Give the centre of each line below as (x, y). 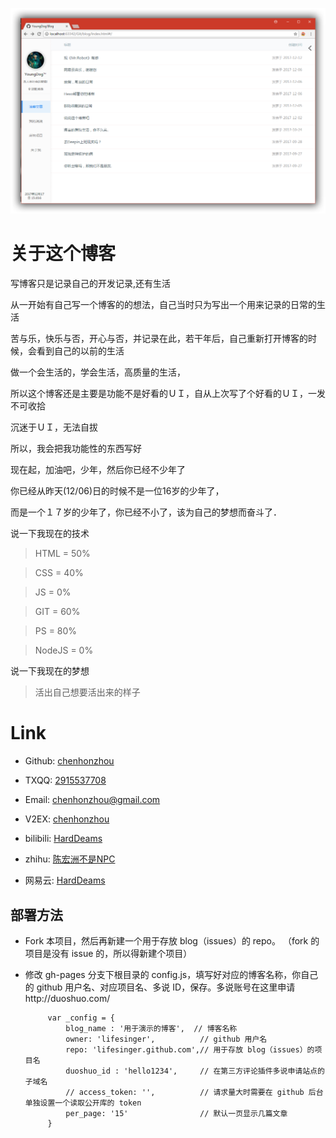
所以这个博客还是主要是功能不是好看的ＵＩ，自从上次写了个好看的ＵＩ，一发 (168, 394)
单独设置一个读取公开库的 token (83, 1103)
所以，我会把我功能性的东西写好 (76, 449)
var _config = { (81, 1018)
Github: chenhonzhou (69, 761)
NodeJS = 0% (64, 650)
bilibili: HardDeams (63, 839)
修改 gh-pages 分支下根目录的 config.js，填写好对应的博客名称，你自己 (171, 974)
